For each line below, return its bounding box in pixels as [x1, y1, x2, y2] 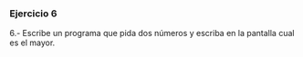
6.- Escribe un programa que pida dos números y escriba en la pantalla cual [9, 28, 295, 39]
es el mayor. [9, 37, 56, 48]
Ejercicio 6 [9, 7, 57, 20]
